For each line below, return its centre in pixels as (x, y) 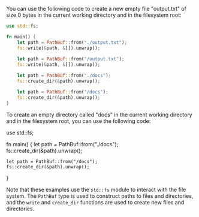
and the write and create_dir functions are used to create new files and (95, 202)
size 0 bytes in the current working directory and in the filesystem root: (94, 15)
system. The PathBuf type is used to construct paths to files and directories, (100, 196)
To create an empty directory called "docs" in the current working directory (99, 114)
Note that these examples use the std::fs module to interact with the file (96, 189)
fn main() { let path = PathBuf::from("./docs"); (62, 144)
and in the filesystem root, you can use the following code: (79, 121)
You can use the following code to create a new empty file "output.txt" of (97, 9)
